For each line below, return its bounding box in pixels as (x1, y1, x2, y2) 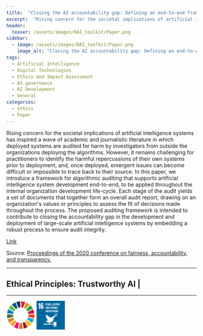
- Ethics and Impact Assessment (11, 73, 94, 80)
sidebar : (6, 35, 28, 42)
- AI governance (11, 80, 53, 86)
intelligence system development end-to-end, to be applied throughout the (6, 180, 193, 188)
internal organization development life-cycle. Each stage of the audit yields (6, 187, 193, 194)
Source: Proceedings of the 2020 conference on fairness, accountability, (6, 249, 188, 257)
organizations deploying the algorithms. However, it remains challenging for (6, 148, 195, 156)
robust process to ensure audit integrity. (6, 226, 106, 233)
